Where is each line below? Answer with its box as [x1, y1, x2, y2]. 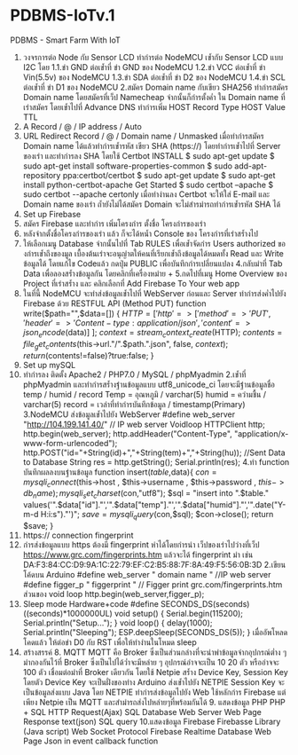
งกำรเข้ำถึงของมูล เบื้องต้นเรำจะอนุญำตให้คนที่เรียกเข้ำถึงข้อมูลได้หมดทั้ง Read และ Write [22, 248, 285, 258]
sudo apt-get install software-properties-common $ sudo [22, 161, 233, 171]
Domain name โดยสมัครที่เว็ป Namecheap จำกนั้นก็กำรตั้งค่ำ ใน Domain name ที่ [22, 91, 286, 102]
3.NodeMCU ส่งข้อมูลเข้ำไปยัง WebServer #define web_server [22, 409, 236, 420]
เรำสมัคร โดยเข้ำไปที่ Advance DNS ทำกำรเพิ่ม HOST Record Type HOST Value [22, 101, 286, 112]
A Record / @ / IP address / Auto [22, 121, 143, 131]
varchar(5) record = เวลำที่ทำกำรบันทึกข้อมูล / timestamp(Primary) [22, 398, 247, 409]
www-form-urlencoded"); [22, 437, 118, 448]
